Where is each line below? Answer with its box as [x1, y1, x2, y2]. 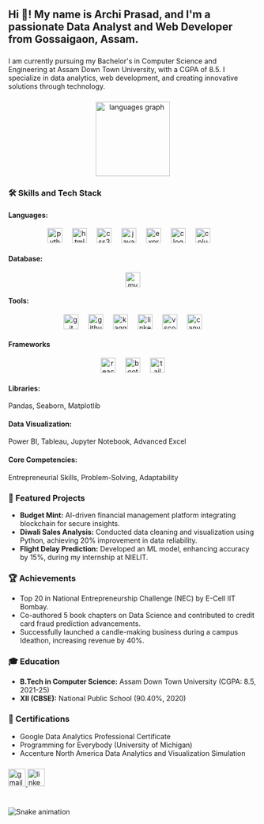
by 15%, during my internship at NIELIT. [19, 552, 149, 562]
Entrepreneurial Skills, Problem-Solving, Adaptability [8, 472, 179, 482]
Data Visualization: [8, 419, 73, 429]
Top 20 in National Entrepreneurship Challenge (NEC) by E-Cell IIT [19, 593, 236, 603]
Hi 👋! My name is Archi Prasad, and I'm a [8, 8, 211, 21]
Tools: [8, 296, 29, 306]
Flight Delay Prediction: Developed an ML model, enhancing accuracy [19, 544, 250, 553]
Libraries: [8, 383, 41, 393]
